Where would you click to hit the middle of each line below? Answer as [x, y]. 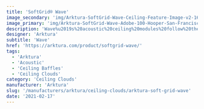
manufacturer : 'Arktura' [38, 85]
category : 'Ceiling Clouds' [42, 79]
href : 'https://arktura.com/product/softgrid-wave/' [74, 46]
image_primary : [25, 23]
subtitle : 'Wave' [28, 40]
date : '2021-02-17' [31, 96]
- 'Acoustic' [28, 62]
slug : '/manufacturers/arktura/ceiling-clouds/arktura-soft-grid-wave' [99, 91]
